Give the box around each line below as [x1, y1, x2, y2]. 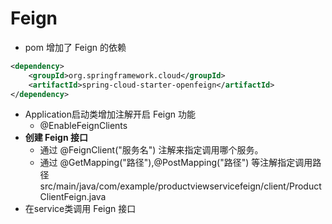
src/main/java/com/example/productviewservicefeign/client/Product [39, 180, 322, 192]
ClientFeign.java [39, 191, 107, 203]
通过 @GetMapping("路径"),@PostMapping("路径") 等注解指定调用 [39, 157, 313, 169]
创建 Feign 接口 [24, 132, 88, 144]
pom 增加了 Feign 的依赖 [24, 41, 127, 53]
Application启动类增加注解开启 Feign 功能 [24, 108, 197, 121]
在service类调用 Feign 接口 [24, 203, 137, 215]
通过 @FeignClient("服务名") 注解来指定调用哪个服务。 [39, 144, 264, 156]
